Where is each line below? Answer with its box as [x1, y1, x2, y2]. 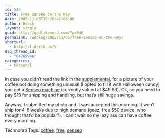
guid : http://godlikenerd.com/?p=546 [5, 30, 84, 35]
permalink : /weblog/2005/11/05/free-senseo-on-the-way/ [5, 35, 124, 40]
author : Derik [5, 21, 35, 26]
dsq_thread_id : [5, 49, 37, 54]
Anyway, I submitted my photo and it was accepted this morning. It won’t [5, 102, 155, 108]
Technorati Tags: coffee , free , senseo [5, 127, 82, 133]
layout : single [5, 26, 37, 31]
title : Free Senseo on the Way [5, 12, 70, 17]
